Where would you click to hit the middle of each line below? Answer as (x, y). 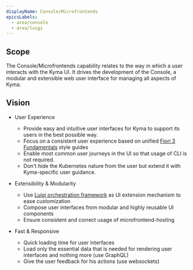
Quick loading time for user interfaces (69, 242)
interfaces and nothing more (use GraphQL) (76, 255)
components (38, 213)
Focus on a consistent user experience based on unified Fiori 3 (99, 141)
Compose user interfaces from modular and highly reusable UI (99, 207)
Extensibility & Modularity (45, 183)
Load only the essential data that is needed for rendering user (98, 249)
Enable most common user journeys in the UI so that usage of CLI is (105, 153)
